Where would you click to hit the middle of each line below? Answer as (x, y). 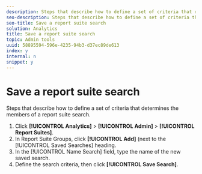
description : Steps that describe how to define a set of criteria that (99, 12)
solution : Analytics (32, 28)
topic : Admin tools (31, 40)
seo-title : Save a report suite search (56, 23)
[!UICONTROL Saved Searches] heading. (66, 145)
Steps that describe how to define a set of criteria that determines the (93, 108)
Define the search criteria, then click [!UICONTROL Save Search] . (96, 164)
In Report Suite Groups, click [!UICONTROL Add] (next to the (90, 139)
